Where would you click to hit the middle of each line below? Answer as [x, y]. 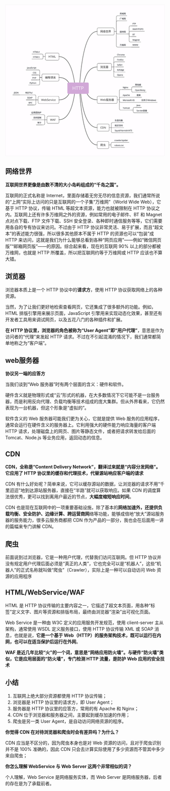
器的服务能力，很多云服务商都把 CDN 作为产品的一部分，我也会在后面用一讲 [84, 520]
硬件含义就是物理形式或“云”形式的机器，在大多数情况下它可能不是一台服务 [83, 395]
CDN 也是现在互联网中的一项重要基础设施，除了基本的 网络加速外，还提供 [82, 508]
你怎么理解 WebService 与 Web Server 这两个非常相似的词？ [69, 766]
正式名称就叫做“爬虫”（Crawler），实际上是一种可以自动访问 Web [88, 570]
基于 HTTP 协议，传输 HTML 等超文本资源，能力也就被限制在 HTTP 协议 [80, 208]
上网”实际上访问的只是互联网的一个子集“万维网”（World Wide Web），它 [87, 202]
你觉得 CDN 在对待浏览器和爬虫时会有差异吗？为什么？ [62, 732]
